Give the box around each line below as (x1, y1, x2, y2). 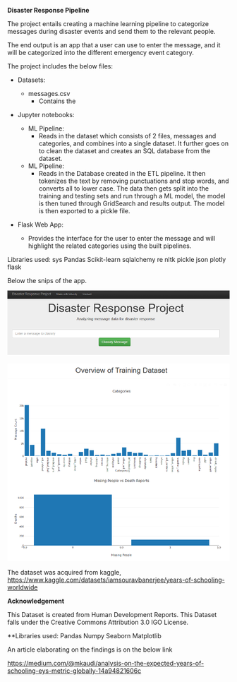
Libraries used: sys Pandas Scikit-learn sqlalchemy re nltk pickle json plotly (7, 256, 226, 263)
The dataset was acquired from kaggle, (7, 568, 122, 576)
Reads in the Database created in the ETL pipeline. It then (38, 169, 206, 177)
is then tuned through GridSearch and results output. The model (38, 199, 225, 208)
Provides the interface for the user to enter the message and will (28, 234, 216, 242)
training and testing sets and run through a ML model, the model (38, 192, 226, 200)
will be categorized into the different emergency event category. (7, 49, 194, 56)
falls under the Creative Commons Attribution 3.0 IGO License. (7, 618, 189, 626)
